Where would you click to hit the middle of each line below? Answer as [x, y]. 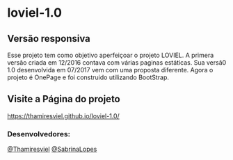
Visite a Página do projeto [64, 99]
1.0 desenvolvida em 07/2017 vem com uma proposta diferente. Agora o [110, 70]
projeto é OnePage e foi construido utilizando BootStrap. [88, 77]
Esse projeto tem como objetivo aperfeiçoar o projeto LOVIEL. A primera [111, 55]
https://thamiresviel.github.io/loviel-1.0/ [63, 115]
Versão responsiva [49, 39]
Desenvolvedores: [39, 134]
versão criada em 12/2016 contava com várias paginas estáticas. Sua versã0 [117, 63]
